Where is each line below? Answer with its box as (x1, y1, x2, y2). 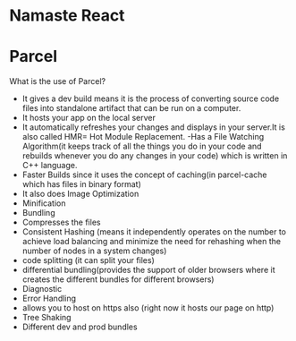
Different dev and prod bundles (21, 321, 138, 332)
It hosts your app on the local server (21, 113, 156, 124)
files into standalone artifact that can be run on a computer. (21, 103, 241, 114)
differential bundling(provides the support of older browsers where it (21, 265, 275, 276)
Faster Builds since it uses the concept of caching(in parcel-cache (21, 169, 267, 180)
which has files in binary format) (21, 179, 141, 190)
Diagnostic (21, 284, 63, 294)
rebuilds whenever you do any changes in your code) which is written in (21, 150, 288, 161)
